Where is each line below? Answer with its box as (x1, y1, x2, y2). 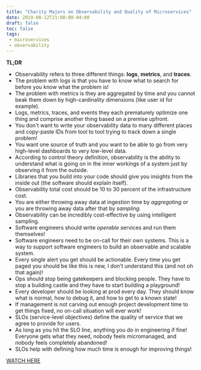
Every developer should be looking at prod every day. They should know (14, 288, 194, 295)
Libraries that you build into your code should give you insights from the (14, 173, 193, 180)
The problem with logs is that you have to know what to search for (14, 76, 179, 84)
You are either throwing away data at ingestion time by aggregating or (14, 198, 188, 205)
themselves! (14, 230, 46, 238)
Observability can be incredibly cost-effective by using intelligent (14, 211, 176, 218)
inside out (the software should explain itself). (14, 179, 128, 187)
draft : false (6, 20, 39, 26)
